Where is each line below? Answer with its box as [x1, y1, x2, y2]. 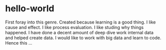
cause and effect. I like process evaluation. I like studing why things [5, 24, 144, 30]
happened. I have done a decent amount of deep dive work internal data [5, 29, 154, 35]
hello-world [5, 3, 55, 14]
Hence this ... [5, 40, 32, 46]
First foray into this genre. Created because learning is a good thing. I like [5, 19, 156, 25]
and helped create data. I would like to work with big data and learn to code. [5, 35, 162, 41]
